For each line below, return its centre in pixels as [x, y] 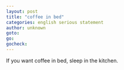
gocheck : [17, 44]
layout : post [22, 11]
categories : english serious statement [55, 22]
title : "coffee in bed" [35, 17]
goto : [13, 33]
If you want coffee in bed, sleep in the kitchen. [62, 60]
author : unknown [26, 28]
